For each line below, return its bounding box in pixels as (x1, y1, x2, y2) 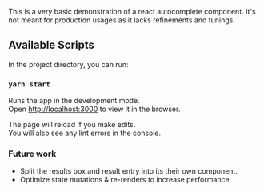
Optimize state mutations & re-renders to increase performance (19, 175, 230, 185)
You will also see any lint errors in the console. (8, 128, 162, 138)
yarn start (8, 79, 50, 89)
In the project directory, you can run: (8, 59, 129, 69)
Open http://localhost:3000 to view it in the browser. (8, 104, 181, 114)
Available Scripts (8, 38, 94, 52)
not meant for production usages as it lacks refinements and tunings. (8, 15, 236, 25)
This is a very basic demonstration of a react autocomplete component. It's (8, 7, 256, 16)
